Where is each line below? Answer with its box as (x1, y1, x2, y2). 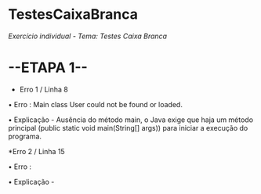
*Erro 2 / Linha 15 (8, 146, 65, 156)
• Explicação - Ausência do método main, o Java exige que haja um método (8, 115, 253, 124)
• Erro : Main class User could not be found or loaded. (8, 99, 183, 109)
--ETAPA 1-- (8, 59, 88, 77)
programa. (8, 131, 42, 141)
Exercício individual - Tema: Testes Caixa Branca (8, 31, 167, 41)
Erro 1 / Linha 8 (19, 84, 69, 94)
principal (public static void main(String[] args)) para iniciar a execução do (8, 123, 248, 132)
